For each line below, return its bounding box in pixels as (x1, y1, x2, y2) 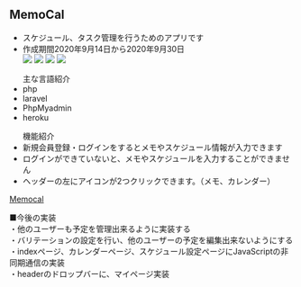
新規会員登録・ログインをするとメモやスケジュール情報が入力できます (22, 141, 283, 152)
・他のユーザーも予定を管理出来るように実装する (9, 223, 191, 234)
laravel (22, 93, 48, 103)
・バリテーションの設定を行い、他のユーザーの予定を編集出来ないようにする (9, 234, 294, 246)
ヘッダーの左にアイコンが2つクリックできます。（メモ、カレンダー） (22, 175, 276, 186)
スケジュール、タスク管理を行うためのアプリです (22, 31, 205, 43)
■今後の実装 (9, 211, 57, 223)
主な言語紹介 (22, 73, 70, 84)
